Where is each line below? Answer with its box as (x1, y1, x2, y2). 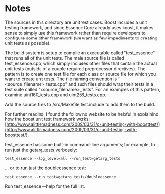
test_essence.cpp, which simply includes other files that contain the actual (5, 60, 157, 66)
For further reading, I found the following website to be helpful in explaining (5, 111, 159, 116)
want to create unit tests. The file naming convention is (5, 76, 117, 82)
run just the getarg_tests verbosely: (5, 147, 78, 153)
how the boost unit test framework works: (5, 116, 90, 122)
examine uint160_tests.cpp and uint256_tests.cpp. (5, 92, 107, 98)
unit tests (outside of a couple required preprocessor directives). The (5, 65, 146, 72)
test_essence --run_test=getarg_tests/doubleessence (5, 174, 116, 179)
